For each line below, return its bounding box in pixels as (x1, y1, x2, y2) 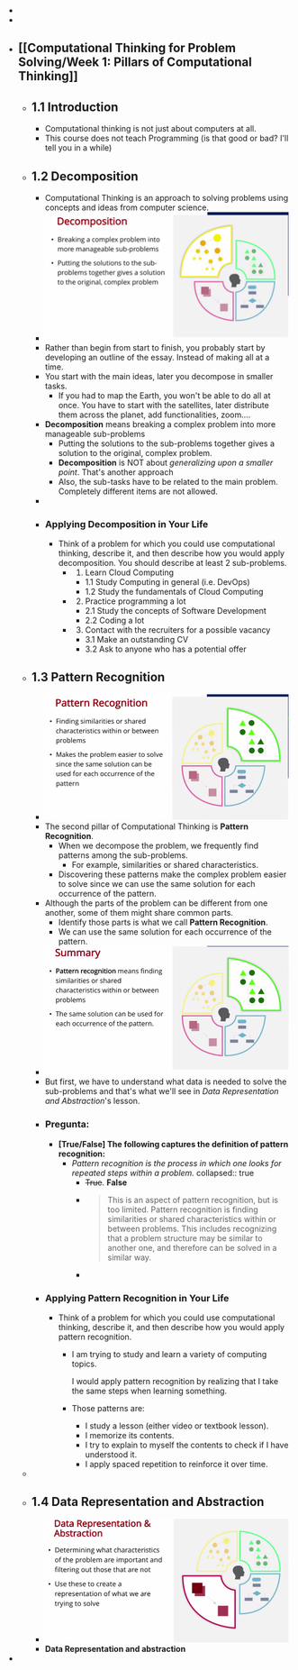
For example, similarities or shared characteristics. (71, 859, 259, 870)
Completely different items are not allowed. (58, 486, 219, 497)
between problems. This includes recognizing (107, 1223, 277, 1234)
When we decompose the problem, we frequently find (58, 840, 259, 851)
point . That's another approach (58, 466, 174, 478)
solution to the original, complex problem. (58, 447, 213, 458)
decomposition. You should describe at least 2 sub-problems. (58, 558, 287, 569)
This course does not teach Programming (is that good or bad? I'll (44, 132, 289, 144)
